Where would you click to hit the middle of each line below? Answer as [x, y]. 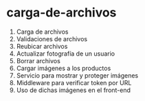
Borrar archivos [38, 60]
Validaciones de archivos [52, 38]
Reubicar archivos [42, 46]
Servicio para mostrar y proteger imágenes [77, 75]
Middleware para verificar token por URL [74, 82]
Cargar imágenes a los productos [64, 68]
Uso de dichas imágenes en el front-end [74, 90]
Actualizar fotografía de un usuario [66, 54]
